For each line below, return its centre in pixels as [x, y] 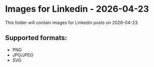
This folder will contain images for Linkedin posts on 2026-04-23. [72, 22]
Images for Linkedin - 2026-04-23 [77, 9]
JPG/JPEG [23, 55]
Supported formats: [36, 38]
